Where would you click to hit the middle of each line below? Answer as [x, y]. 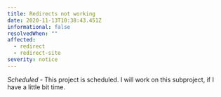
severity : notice [33, 60]
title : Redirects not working [52, 14]
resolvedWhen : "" [33, 33]
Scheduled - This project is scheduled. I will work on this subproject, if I [110, 79]
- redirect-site [37, 53]
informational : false [39, 27]
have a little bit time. [36, 87]
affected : [22, 40]
